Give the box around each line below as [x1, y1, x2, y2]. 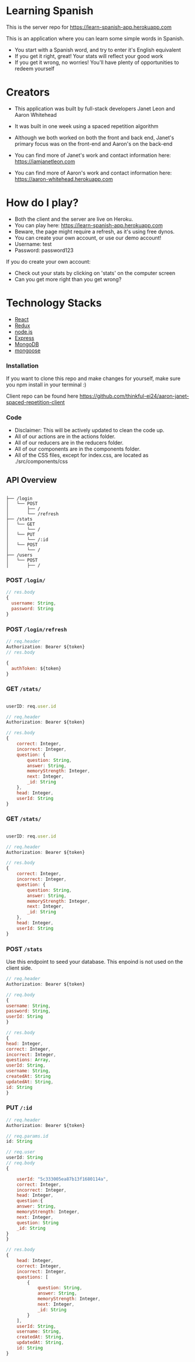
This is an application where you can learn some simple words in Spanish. [6, 35, 184, 42]
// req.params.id [6, 1133, 49, 1139]
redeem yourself [14, 65, 54, 72]
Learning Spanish [6, 4, 94, 18]
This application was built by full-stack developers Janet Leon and [14, 105, 176, 112]
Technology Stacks [6, 297, 102, 310]
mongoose [14, 347, 41, 354]
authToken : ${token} [11, 665, 61, 671]
